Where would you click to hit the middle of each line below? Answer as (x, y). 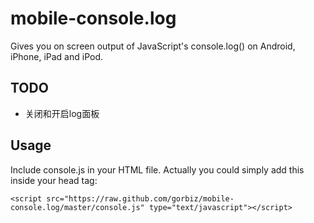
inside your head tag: (54, 180)
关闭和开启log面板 (62, 113)
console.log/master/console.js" (77, 207)
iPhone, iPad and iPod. (57, 56)
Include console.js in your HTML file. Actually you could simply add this (157, 169)
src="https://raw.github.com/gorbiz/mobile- (140, 198)
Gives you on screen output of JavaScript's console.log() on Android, (153, 46)
